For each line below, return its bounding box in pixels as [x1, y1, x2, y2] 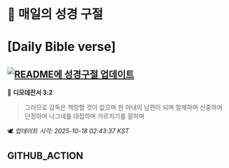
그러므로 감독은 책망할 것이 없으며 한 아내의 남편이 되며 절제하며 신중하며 [24, 103, 223, 112]
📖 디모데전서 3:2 [7, 88, 53, 97]
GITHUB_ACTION [7, 150, 84, 162]
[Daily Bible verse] [7, 39, 116, 55]
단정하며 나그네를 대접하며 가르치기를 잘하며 [24, 112, 145, 120]
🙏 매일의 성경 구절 [7, 6, 104, 22]
